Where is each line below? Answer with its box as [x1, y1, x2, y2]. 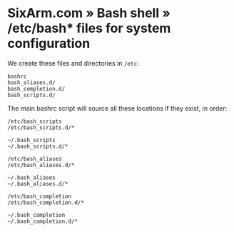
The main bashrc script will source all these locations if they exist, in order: [7, 104, 228, 112]
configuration [7, 36, 91, 51]
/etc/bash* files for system [7, 20, 171, 36]
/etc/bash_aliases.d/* [7, 161, 75, 168]
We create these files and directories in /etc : [7, 59, 139, 67]
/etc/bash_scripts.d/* [7, 123, 75, 131]
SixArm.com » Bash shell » [7, 5, 171, 21]
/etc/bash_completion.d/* [7, 198, 84, 206]
